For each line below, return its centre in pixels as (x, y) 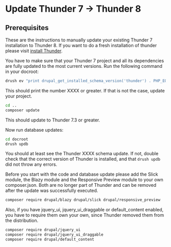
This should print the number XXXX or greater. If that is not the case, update (85, 90)
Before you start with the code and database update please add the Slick (82, 175)
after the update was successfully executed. (52, 191)
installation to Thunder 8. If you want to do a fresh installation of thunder (81, 45)
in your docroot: (22, 71)
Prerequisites (27, 28)
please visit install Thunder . (34, 51)
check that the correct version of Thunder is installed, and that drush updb (83, 159)
